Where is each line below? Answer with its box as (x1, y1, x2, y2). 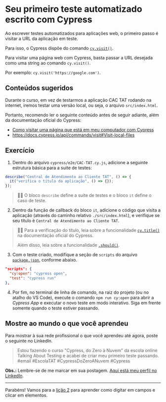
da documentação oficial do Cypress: (5, 117, 82, 123)
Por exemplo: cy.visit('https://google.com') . (5, 69, 101, 75)
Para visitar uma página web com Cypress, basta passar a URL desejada (5, 54, 153, 60)
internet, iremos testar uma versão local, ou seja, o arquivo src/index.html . (5, 102, 158, 108)
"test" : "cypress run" (9, 275, 56, 280)
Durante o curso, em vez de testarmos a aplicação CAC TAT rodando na (5, 97, 152, 103)
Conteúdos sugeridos (5, 84, 74, 92)
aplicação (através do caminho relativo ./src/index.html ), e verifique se (12, 213, 160, 219)
